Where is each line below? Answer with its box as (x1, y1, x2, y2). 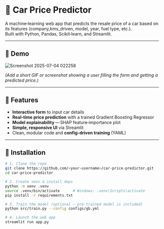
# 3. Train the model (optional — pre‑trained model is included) (5, 202, 143, 207)
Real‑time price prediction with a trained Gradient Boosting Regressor (12, 114, 155, 120)
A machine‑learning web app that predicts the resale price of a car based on (5, 21, 159, 26)
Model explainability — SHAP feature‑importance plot (12, 119, 121, 125)
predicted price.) (5, 77, 39, 83)
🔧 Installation (5, 148, 46, 157)
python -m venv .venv (5, 184, 49, 188)
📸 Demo (5, 50, 29, 58)
